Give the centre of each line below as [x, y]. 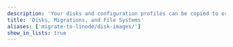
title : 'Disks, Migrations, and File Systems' [76, 20]
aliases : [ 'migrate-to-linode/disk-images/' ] [74, 26]
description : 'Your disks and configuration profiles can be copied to [113, 13]
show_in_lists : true [37, 33]
